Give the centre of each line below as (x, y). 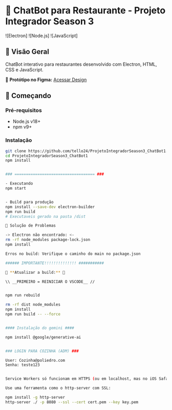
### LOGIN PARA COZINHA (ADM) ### (42, 351)
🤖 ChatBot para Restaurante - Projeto (85, 11)
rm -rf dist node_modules (33, 305)
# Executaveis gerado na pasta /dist (46, 216)
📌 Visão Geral (27, 52)
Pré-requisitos (24, 110)
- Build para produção (29, 202)
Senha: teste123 (23, 365)
